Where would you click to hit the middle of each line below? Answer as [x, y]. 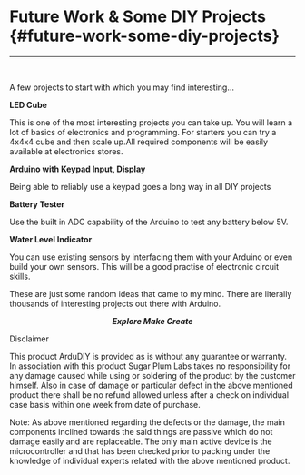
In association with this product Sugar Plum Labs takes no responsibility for [150, 366]
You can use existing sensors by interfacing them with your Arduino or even [151, 257]
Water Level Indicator [51, 239]
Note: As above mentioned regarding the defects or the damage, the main [148, 422]
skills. [20, 276]
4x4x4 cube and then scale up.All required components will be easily [139, 142]
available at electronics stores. [66, 151]
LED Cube [29, 104]
